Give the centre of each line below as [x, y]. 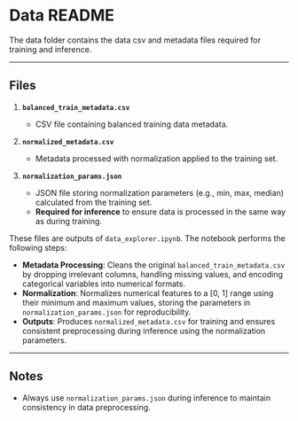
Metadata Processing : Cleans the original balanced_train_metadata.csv [153, 265]
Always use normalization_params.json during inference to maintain [146, 398]
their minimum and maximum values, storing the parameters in [136, 302]
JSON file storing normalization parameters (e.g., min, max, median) [160, 192]
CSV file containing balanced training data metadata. [132, 124]
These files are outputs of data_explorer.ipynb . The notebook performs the [147, 238]
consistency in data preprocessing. [86, 407]
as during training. [68, 221]
